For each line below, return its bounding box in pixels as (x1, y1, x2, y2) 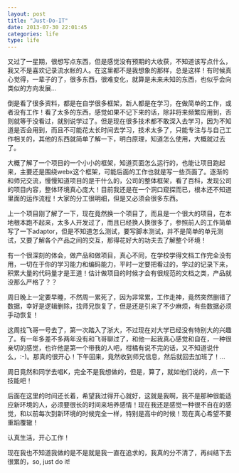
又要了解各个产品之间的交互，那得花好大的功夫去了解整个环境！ (19, 236, 207, 245)
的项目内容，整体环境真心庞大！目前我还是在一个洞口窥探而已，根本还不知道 (7, 186, 232, 194)
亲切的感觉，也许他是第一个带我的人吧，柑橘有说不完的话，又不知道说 (7, 344, 213, 352)
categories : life (7, 30, 59, 38)
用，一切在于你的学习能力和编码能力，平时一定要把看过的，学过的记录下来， (7, 260, 232, 269)
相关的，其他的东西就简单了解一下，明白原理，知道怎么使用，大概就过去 (13, 134, 225, 143)
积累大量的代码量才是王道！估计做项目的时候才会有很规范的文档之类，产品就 (7, 269, 232, 277)
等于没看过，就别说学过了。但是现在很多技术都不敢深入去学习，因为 (19, 117, 219, 125)
